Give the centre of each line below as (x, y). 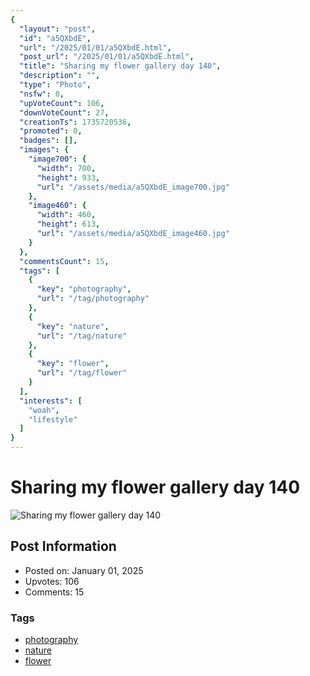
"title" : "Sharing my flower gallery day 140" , (120, 66)
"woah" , (44, 410)
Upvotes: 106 (52, 581)
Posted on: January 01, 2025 (84, 570)
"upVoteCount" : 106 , (62, 103)
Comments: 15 (54, 592)
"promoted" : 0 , (51, 131)
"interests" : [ (51, 401)
